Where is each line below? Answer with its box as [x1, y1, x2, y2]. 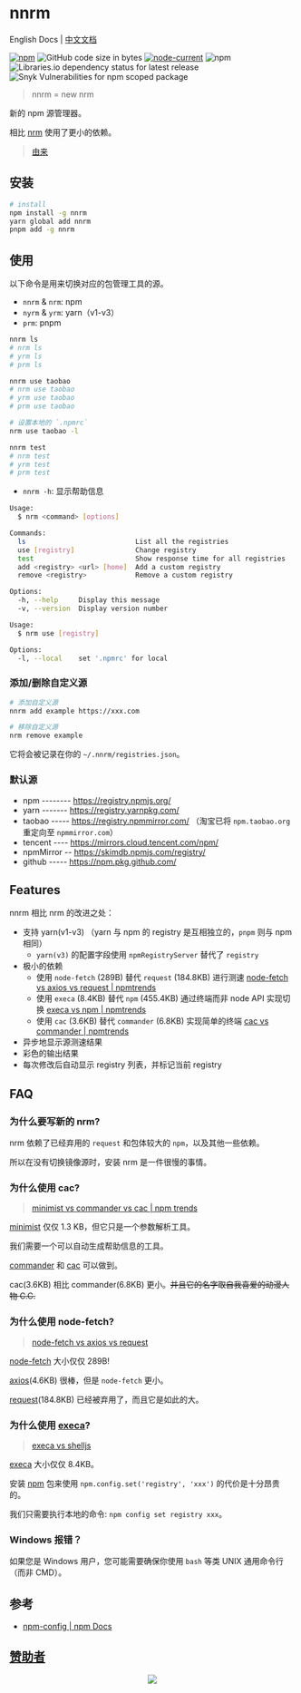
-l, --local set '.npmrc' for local [17, 654, 169, 663]
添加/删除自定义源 [9, 676, 88, 689]
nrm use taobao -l [9, 426, 79, 435]
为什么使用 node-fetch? [9, 1316, 115, 1328]
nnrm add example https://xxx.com [9, 706, 141, 715]
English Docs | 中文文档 [9, 34, 98, 44]
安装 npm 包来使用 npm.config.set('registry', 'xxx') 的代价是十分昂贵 [9, 1477, 281, 1489]
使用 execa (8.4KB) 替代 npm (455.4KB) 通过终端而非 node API [35, 993, 265, 1004]
